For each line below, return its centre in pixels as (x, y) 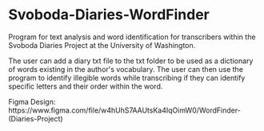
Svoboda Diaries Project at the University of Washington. (102, 45)
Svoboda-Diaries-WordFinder (109, 15)
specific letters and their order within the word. (86, 86)
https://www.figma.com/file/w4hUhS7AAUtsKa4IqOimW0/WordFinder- (125, 110)
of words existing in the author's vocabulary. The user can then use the (126, 69)
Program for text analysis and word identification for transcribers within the (132, 37)
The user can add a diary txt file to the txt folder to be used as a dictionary (131, 61)
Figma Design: (32, 101)
